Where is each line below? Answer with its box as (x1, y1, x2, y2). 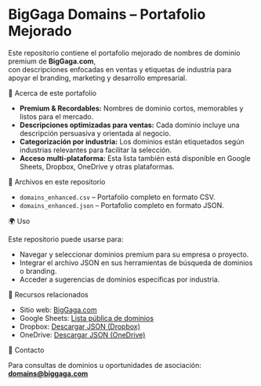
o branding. (19, 266, 57, 275)
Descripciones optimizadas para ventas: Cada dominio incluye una (19, 120, 241, 129)
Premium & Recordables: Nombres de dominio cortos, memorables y (19, 104, 244, 113)
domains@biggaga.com (8, 369, 89, 378)
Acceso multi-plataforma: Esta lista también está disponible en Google (19, 153, 251, 162)
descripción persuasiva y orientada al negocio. (19, 128, 171, 138)
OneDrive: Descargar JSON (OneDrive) (19, 330, 146, 339)
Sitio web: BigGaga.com (19, 304, 97, 315)
